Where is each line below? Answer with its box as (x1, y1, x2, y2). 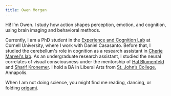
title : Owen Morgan (5, 7, 47, 13)
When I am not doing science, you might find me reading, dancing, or (5, 79, 152, 85)
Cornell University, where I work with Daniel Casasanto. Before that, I (5, 42, 151, 49)
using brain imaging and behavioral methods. (5, 27, 101, 33)
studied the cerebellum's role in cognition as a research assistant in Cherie (5, 47, 163, 54)
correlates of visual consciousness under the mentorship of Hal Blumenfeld (5, 58, 164, 64)
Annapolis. (5, 69, 28, 76)
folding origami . (5, 85, 38, 91)
